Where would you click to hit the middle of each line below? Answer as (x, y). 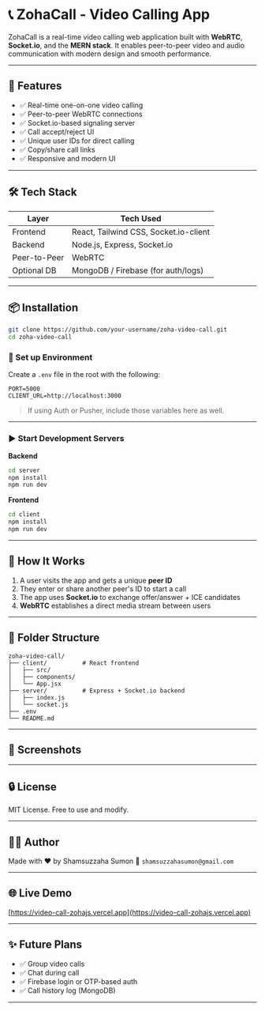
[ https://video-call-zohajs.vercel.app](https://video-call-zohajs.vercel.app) (129, 912)
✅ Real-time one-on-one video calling (81, 105)
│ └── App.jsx (35, 684)
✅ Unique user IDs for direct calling (77, 141)
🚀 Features (35, 86)
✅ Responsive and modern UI (67, 158)
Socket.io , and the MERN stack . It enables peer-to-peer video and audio (127, 45)
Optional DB (34, 270)
